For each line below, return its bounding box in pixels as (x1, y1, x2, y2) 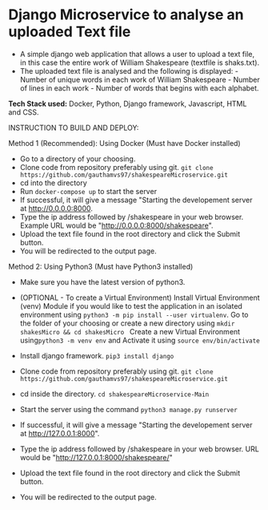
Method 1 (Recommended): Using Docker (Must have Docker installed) (8, 138, 242, 148)
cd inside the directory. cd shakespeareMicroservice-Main (19, 389, 210, 399)
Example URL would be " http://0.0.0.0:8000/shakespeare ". (19, 221, 214, 230)
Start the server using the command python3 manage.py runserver (19, 404, 238, 414)
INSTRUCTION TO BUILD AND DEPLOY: (8, 123, 139, 132)
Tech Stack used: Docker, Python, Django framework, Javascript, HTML (8, 99, 247, 108)
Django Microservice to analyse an (8, 6, 244, 24)
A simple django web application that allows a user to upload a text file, (19, 49, 254, 59)
